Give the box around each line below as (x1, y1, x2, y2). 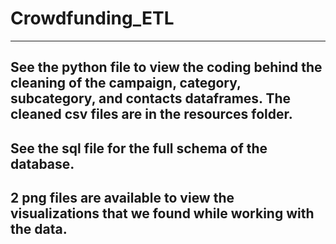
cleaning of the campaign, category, (10, 75, 242, 92)
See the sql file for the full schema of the (10, 140, 268, 157)
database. (10, 155, 75, 172)
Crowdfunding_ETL (10, 7, 175, 30)
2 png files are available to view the (10, 190, 235, 207)
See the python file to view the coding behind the (10, 59, 323, 76)
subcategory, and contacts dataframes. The (10, 90, 292, 107)
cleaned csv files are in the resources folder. (10, 106, 293, 123)
